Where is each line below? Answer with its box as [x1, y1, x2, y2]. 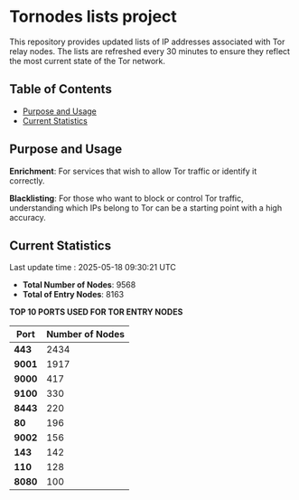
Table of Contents [9, 81, 113, 97]
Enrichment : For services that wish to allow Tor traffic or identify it [9, 165, 257, 176]
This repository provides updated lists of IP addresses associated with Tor [9, 36, 285, 47]
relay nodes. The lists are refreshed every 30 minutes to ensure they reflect [9, 45, 291, 56]
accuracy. [9, 212, 47, 222]
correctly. [9, 175, 45, 186]
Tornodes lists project [9, 6, 178, 27]
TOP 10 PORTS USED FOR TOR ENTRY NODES [9, 307, 183, 317]
